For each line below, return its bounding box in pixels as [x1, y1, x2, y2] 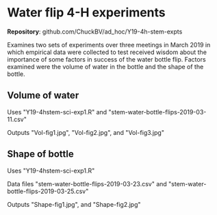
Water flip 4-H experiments [7, 5, 166, 21]
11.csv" [7, 115, 27, 123]
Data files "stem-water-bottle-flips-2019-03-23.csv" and [7, 179, 168, 188]
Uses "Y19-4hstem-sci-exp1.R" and [7, 107, 107, 116]
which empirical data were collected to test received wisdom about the [7, 48, 207, 56]
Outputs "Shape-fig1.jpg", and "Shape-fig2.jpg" [7, 200, 142, 208]
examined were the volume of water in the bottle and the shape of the [7, 62, 204, 71]
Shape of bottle [7, 149, 74, 160]
